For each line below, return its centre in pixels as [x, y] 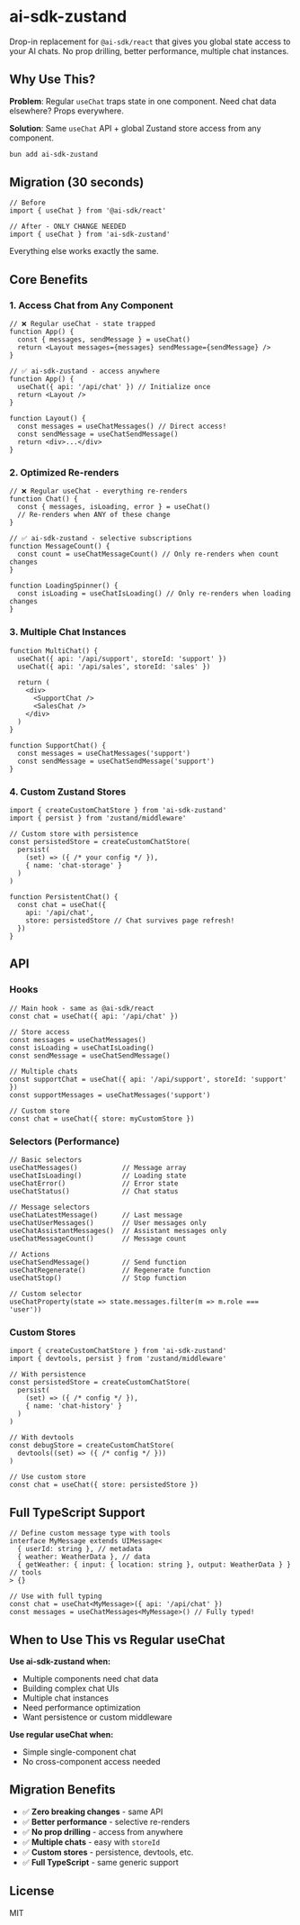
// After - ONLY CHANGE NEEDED [68, 227]
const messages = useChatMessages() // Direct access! [122, 427]
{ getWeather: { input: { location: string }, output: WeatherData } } [154, 1565]
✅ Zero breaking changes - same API [93, 1811]
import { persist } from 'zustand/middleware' [98, 818]
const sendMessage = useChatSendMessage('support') [116, 761]
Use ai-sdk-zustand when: [60, 1661]
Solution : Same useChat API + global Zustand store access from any [135, 128]
